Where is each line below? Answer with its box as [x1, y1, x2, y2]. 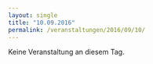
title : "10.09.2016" [8, 19, 76, 27]
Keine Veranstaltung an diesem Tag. [8, 48, 125, 57]
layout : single [8, 11, 58, 20]
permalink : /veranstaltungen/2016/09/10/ [8, 26, 146, 34]
